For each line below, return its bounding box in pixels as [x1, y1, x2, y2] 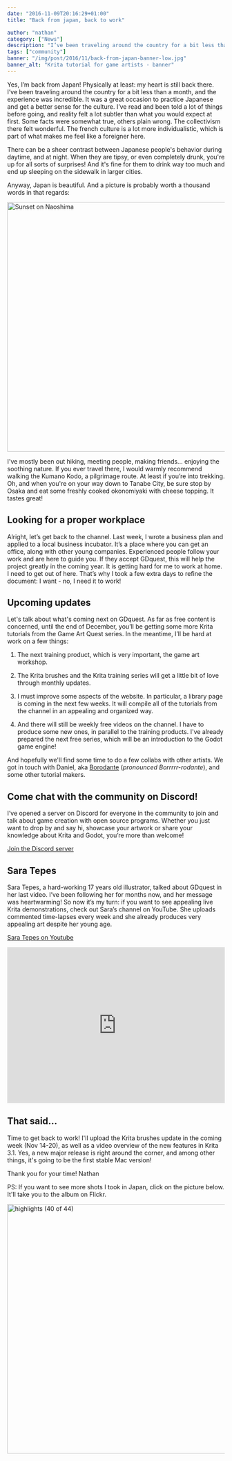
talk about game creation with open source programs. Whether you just [7, 816, 211, 825]
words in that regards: [7, 188, 70, 196]
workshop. [17, 658, 48, 666]
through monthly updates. [17, 679, 91, 687]
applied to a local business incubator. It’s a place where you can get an [7, 540, 209, 548]
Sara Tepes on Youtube [7, 934, 74, 941]
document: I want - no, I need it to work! [7, 577, 122, 585]
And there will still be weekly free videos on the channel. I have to [17, 720, 204, 728]
